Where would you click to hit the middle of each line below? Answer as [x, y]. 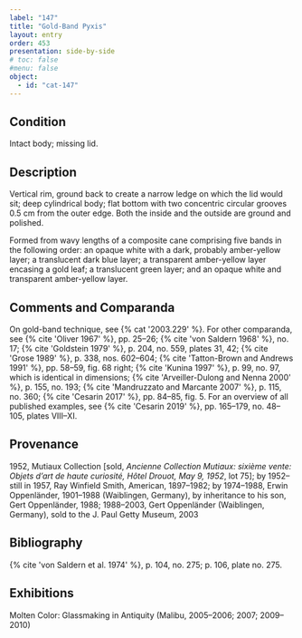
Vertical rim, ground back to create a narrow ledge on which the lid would [146, 194]
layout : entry [36, 34]
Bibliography [46, 543]
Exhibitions [42, 593]
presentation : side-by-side [62, 52]
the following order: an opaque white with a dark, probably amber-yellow [145, 250]
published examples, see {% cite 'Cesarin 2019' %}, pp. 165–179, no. [137, 406]
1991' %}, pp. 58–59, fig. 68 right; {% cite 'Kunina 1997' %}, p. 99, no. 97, [145, 368]
